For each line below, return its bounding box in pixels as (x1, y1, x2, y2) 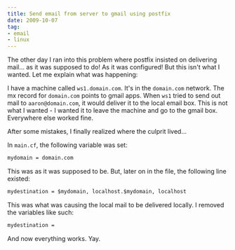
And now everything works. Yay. (7, 234, 101, 242)
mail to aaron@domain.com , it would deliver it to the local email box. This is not (7, 99, 228, 107)
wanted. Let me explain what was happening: (7, 71, 138, 79)
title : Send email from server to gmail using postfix (7, 10, 171, 18)
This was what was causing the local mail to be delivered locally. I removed (7, 200, 224, 209)
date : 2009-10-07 (7, 17, 58, 24)
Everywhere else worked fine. (7, 113, 93, 123)
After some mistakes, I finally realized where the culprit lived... (7, 127, 187, 136)
